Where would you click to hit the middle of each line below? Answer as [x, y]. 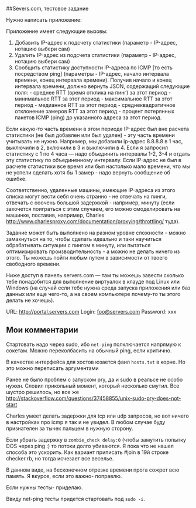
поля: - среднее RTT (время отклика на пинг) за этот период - [93, 92]
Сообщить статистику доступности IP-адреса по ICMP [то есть [93, 68]
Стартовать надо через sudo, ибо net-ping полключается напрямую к [94, 344]
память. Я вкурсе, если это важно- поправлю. [64, 476]
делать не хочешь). [30, 300]
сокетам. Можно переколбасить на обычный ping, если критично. [89, 350]
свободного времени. [33, 264]
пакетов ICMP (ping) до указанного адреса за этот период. [88, 117]
